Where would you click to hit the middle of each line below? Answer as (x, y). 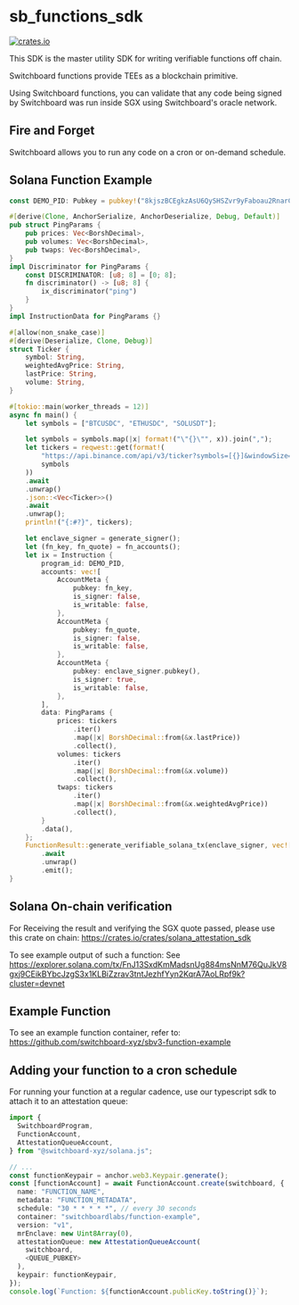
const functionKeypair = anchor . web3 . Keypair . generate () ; (119, 1176)
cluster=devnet (37, 983)
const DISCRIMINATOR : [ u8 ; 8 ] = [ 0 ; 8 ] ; (101, 275)
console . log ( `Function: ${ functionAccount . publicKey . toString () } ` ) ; (139, 1292)
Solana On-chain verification (91, 906)
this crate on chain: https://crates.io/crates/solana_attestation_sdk (130, 937)
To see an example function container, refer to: (95, 1033)
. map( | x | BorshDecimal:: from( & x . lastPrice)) (157, 738)
